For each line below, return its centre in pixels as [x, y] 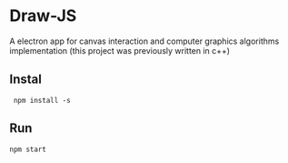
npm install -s [42, 100]
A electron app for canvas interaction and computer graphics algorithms [144, 41]
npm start [28, 149]
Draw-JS [43, 16]
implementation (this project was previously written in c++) [119, 50]
